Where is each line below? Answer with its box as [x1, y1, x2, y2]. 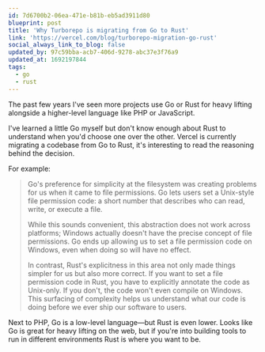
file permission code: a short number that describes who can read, [27, 195, 245, 206]
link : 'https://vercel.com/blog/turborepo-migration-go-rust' [8, 33, 218, 42]
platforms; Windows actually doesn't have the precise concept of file [27, 228, 252, 237]
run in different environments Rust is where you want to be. [8, 334, 202, 344]
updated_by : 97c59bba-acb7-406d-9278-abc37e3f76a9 [8, 48, 179, 56]
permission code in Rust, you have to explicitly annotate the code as [27, 277, 251, 286]
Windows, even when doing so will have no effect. [27, 244, 191, 254]
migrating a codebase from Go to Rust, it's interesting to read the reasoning [8, 140, 255, 150]
